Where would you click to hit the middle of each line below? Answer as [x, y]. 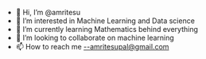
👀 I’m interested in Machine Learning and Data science [105, 21]
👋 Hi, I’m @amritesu [48, 12]
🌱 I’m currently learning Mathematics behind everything [107, 29]
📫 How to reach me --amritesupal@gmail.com [92, 47]
